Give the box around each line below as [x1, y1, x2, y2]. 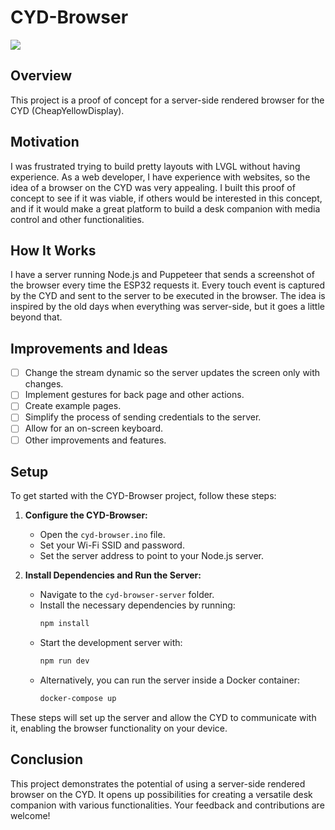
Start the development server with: [39, 637, 183, 649]
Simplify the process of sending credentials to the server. [24, 411, 262, 423]
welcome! [10, 809, 51, 821]
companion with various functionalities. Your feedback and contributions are [10, 799, 325, 811]
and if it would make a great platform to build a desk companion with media [10, 202, 321, 215]
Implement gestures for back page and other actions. [24, 389, 245, 401]
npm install [39, 619, 90, 629]
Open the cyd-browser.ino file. [39, 529, 166, 541]
